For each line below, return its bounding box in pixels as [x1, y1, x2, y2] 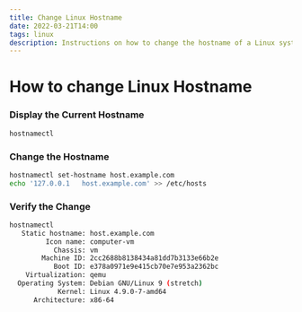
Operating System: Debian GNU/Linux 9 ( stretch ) [17, 279, 203, 288]
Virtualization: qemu [25, 271, 106, 280]
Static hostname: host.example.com [21, 229, 155, 238]
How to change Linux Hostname [9, 77, 253, 97]
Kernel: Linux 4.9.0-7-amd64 [57, 287, 167, 296]
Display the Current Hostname [9, 108, 145, 121]
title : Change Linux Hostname [9, 13, 123, 22]
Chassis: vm [53, 246, 99, 255]
